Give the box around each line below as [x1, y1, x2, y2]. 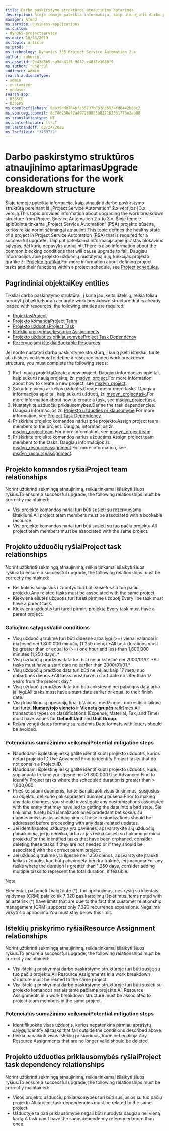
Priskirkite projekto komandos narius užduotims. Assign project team [12, 434, 154, 440]
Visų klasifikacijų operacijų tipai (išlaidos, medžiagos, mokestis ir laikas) [12, 700, 161, 706]
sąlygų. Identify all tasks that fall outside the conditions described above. [12, 1027, 162, 1033]
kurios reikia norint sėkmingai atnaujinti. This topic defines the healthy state [5, 227, 160, 233]
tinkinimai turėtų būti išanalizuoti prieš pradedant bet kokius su [12, 809, 142, 815]
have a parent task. [12, 600, 53, 606]
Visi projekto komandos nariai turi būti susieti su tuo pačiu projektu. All [12, 523, 157, 529]
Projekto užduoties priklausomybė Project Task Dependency [12, 334, 137, 341]
